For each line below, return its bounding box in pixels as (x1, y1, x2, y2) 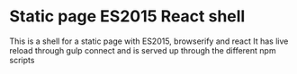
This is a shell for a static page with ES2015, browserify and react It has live (9, 36, 289, 46)
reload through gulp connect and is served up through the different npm (9, 45, 276, 55)
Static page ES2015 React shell (9, 6, 246, 27)
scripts (9, 54, 35, 65)
